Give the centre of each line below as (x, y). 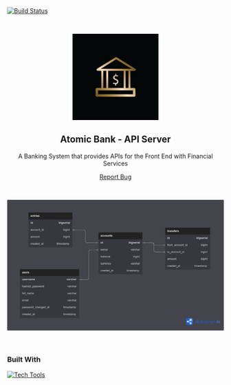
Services (115, 163)
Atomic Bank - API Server (115, 140)
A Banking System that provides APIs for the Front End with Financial (115, 156)
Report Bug (115, 177)
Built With (24, 359)
